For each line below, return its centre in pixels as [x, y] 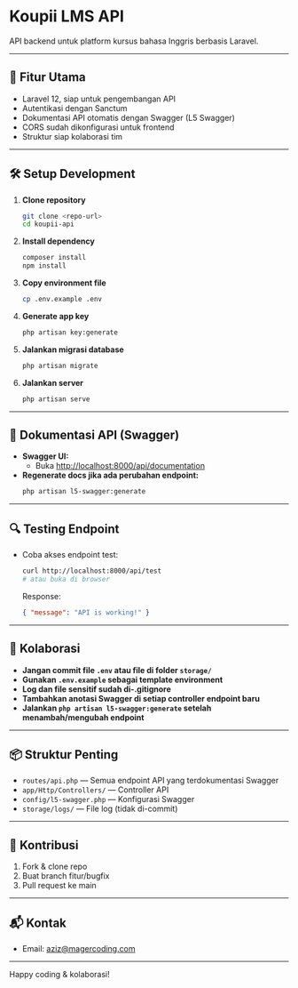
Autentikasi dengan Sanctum [74, 108]
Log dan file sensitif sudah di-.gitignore [96, 689]
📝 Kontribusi [44, 845]
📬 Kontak [38, 923]
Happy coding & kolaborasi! [59, 974]
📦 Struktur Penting [64, 755]
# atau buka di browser [66, 579]
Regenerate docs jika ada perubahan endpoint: [110, 475]
